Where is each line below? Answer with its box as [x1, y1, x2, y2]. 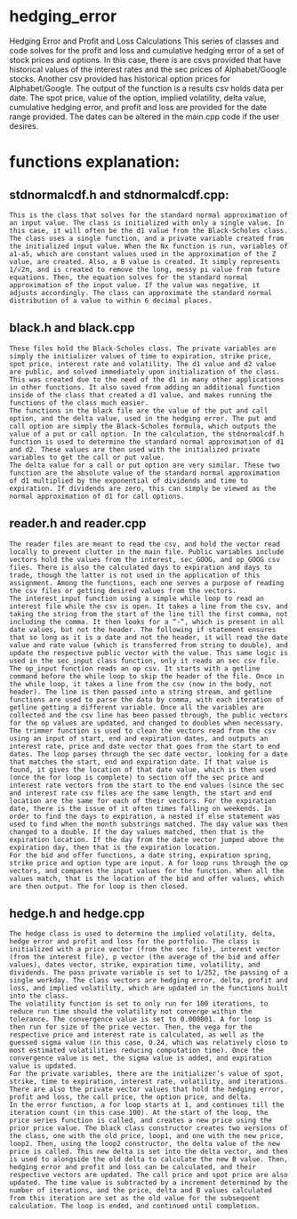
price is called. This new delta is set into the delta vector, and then [9, 1147, 289, 1157]
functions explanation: [9, 152, 181, 172]
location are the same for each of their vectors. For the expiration [9, 796, 277, 806]
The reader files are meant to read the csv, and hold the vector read [9, 540, 280, 549]
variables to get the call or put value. [9, 453, 165, 461]
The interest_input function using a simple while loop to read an [9, 594, 265, 603]
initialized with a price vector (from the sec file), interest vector [9, 945, 280, 954]
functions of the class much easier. [9, 398, 149, 407]
